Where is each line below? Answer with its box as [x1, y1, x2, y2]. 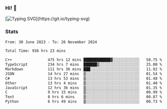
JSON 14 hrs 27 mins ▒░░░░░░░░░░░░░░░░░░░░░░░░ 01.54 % [5, 71, 162, 76]
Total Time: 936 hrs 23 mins [5, 48, 66, 54]
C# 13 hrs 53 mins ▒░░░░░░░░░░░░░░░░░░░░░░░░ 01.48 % [5, 76, 162, 81]
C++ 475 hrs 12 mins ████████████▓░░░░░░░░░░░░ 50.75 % [5, 57, 162, 63]
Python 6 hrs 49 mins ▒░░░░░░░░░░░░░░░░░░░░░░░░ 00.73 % [5, 99, 162, 104]
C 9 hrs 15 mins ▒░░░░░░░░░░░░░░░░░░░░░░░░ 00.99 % [5, 90, 162, 95]
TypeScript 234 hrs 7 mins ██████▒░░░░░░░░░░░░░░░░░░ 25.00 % [5, 62, 162, 67]
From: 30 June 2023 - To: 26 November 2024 [5, 39, 97, 44]
